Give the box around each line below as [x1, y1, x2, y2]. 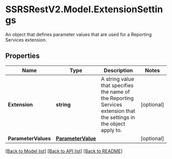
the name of [101, 88, 130, 95]
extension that [101, 107, 136, 115]
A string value [101, 75, 135, 82]
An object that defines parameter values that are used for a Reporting [5, 31, 152, 37]
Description [103, 66, 133, 74]
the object [101, 120, 125, 127]
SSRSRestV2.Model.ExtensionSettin [5, 4, 163, 15]
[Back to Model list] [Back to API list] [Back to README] [5, 148, 123, 154]
